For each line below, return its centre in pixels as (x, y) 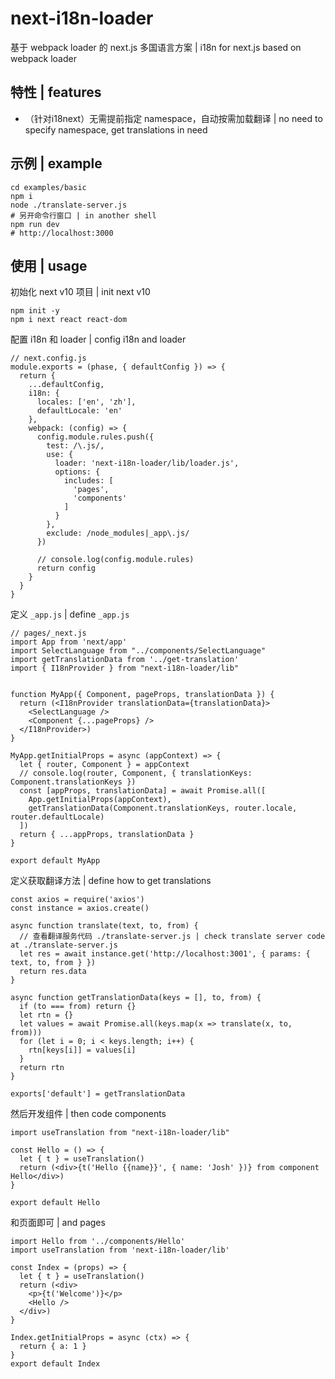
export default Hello (55, 1203)
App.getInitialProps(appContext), (100, 800)
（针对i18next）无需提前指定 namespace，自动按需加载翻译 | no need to (173, 118)
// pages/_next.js (48, 633)
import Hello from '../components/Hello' (98, 1242)
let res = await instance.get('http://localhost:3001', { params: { (165, 954)
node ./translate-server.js (69, 205)
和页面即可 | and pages (58, 1223)
